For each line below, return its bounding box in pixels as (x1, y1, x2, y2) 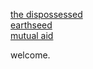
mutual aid (10, 30, 54, 41)
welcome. (10, 49, 51, 61)
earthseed (10, 19, 53, 31)
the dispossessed (10, 9, 83, 20)
